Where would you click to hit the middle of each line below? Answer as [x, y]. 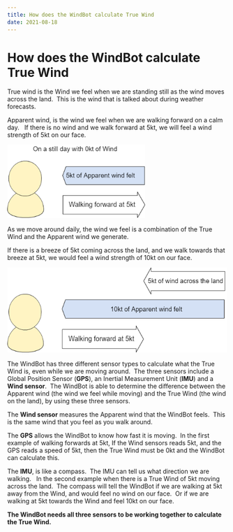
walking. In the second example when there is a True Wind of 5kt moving [113, 478]
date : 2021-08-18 [32, 22]
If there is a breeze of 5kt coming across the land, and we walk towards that [116, 250]
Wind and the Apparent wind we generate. [68, 236]
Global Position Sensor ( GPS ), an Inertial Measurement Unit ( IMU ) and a [111, 378]
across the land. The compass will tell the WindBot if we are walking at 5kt [115, 486]
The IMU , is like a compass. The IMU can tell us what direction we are [108, 471]
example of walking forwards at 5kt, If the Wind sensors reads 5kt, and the [114, 443]
